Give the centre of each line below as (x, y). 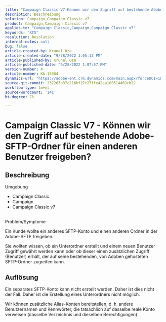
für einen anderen (100, 146)
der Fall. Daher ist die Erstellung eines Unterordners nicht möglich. (73, 294)
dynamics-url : (20, 78)
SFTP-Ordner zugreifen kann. (35, 262)
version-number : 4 (24, 70)
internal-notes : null (27, 42)
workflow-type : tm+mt (27, 88)
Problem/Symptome (25, 222)
